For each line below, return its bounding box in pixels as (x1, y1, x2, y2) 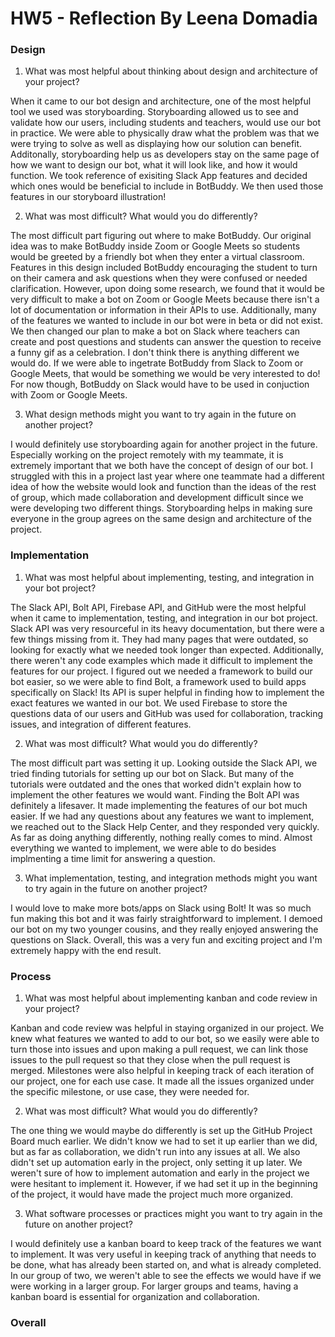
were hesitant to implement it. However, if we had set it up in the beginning (10, 1178, 318, 1190)
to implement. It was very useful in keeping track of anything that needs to (10, 1248, 317, 1261)
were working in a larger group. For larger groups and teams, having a (10, 1280, 299, 1292)
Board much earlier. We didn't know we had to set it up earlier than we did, (10, 1135, 318, 1147)
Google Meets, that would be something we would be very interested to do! (10, 368, 321, 380)
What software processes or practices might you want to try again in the (24, 1208, 323, 1220)
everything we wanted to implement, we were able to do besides (10, 842, 277, 854)
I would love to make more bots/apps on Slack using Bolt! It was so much (10, 902, 312, 914)
